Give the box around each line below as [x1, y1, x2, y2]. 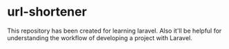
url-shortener [7, 4, 88, 20]
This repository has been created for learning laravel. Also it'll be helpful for [7, 27, 222, 35]
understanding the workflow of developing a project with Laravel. [7, 33, 192, 42]
